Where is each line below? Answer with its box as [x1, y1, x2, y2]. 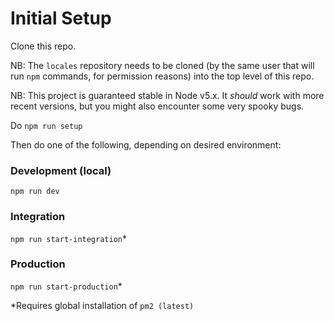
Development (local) [10, 163, 112, 177]
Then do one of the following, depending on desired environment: [10, 138, 282, 151]
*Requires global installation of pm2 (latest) [10, 299, 195, 311]
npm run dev [10, 187, 60, 197]
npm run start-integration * [10, 232, 127, 244]
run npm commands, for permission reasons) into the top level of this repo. [10, 70, 315, 82]
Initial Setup [10, 7, 112, 30]
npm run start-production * [10, 280, 123, 292]
